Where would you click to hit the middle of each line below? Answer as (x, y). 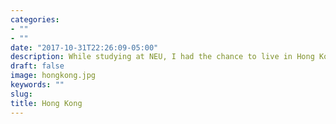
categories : (35, 19)
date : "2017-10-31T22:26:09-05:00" (84, 47)
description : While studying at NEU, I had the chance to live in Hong (162, 57)
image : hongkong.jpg (53, 76)
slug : (21, 94)
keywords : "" (37, 85)
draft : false (37, 66)
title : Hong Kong (46, 103)
